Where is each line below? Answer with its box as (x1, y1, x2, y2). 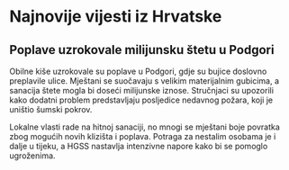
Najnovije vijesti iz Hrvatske (9, 6, 222, 27)
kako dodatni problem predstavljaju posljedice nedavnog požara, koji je (9, 94, 273, 105)
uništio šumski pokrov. (9, 104, 93, 114)
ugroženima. (9, 150, 56, 161)
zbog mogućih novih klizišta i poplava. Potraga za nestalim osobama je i (9, 131, 276, 141)
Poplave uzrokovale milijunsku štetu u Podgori (9, 42, 275, 58)
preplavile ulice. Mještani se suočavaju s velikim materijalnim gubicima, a (9, 76, 279, 86)
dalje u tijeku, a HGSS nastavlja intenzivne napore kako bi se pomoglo (9, 141, 268, 151)
